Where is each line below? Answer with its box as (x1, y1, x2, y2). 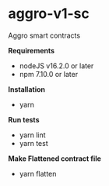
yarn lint (19, 130, 46, 140)
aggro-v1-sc (8, 5, 90, 23)
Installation (8, 84, 45, 94)
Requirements (8, 46, 55, 55)
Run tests (8, 115, 40, 124)
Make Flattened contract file (8, 154, 101, 163)
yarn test (19, 138, 48, 148)
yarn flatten (19, 169, 57, 178)
